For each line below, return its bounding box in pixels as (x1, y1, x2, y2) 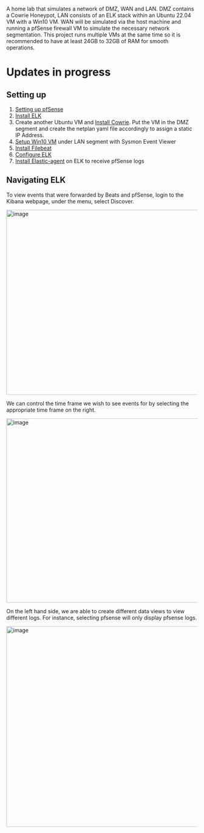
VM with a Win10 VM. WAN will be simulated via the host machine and (6, 18, 181, 25)
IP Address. (15, 132, 44, 139)
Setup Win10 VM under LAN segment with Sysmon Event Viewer (15, 138, 177, 145)
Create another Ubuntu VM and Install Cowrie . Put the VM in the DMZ (15, 119, 189, 125)
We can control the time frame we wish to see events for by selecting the (6, 399, 189, 407)
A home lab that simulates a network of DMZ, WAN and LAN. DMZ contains (6, 5, 194, 12)
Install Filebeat (15, 144, 52, 152)
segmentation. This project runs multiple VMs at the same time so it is (6, 31, 181, 38)
